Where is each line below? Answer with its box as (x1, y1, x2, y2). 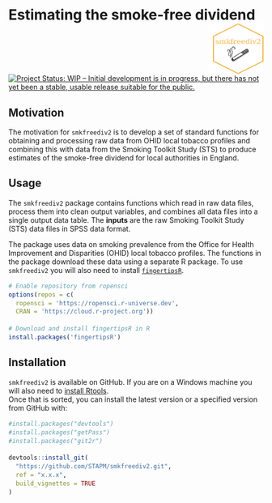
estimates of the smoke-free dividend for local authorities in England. (8, 153, 240, 163)
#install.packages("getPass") (8, 428, 111, 437)
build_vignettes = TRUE (15, 480, 96, 488)
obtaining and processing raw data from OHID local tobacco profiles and (8, 136, 251, 145)
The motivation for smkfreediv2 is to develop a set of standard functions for (8, 127, 260, 137)
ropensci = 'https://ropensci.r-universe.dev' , (15, 299, 180, 307)
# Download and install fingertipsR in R (8, 325, 151, 333)
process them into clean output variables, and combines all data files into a (8, 207, 258, 216)
